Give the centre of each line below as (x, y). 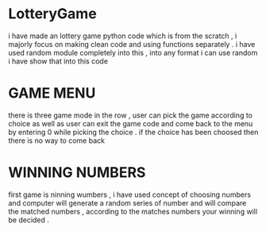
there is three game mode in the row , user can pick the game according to (130, 115)
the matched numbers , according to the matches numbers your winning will (133, 211)
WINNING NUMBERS (77, 173)
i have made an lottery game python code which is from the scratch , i (123, 36)
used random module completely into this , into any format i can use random (133, 52)
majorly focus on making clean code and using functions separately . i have (132, 44)
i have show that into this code (58, 61)
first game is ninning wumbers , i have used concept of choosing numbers (130, 194)
